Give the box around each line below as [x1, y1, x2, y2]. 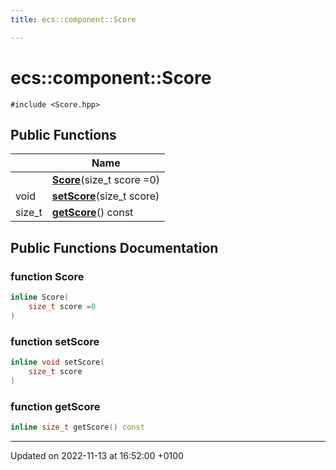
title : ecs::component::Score [10, 14, 137, 25]
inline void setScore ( [10, 357, 105, 367]
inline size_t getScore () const [10, 422, 145, 432]
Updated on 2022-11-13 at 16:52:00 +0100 [10, 449, 184, 461]
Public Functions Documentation [10, 239, 219, 256]
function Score [10, 269, 85, 283]
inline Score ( [10, 292, 70, 303]
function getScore [10, 399, 101, 413]
